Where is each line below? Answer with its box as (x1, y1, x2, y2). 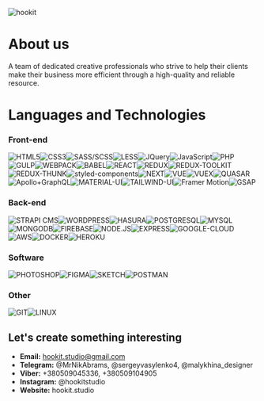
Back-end (8, 197, 47, 208)
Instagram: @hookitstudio (19, 377, 106, 387)
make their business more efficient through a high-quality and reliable (8, 70, 236, 79)
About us (8, 36, 70, 53)
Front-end (8, 135, 48, 146)
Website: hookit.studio (19, 385, 95, 395)
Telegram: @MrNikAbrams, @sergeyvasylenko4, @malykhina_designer (19, 361, 253, 370)
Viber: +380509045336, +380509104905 (19, 369, 157, 378)
